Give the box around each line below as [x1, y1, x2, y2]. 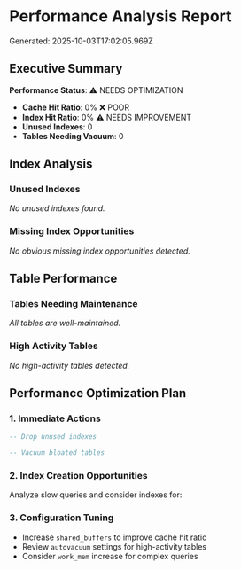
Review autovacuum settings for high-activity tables [21, 541, 206, 551]
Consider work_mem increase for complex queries [21, 550, 198, 561]
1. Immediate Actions [9, 412, 102, 425]
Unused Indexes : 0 [21, 121, 93, 132]
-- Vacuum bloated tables [9, 449, 105, 457]
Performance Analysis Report [9, 6, 232, 27]
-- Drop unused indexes [9, 433, 97, 441]
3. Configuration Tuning [9, 511, 114, 524]
